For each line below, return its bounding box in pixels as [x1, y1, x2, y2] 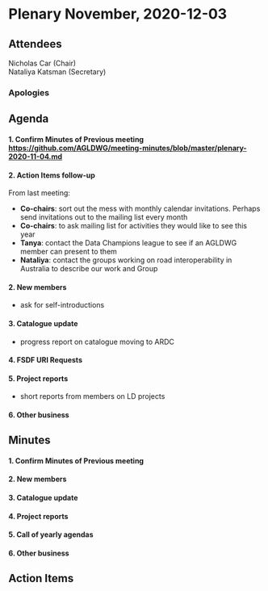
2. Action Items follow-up [8, 170, 95, 180]
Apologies [8, 86, 50, 98]
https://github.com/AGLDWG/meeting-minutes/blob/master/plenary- [8, 143, 248, 153]
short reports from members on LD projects [19, 392, 165, 401]
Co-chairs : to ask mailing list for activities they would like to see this [19, 221, 248, 231]
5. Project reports [8, 373, 69, 384]
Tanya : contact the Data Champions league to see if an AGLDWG [19, 238, 237, 248]
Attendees [8, 37, 62, 51]
